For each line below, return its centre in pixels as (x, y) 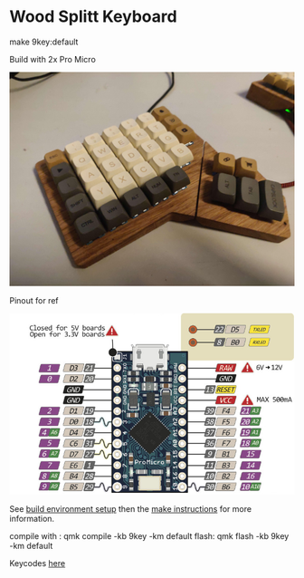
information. (32, 518)
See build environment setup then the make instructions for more (130, 508)
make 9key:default (44, 42)
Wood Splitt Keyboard (94, 17)
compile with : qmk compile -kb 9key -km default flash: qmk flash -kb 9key (149, 535)
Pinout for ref (34, 300)
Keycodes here (38, 563)
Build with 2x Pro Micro (53, 59)
